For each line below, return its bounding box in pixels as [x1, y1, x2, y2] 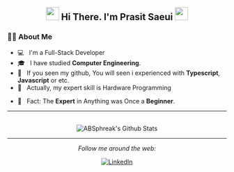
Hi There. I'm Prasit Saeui [61, 11, 173, 23]
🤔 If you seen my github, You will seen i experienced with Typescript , [17, 69, 221, 77]
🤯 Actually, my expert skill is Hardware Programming [17, 83, 172, 92]
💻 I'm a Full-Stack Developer [17, 48, 105, 56]
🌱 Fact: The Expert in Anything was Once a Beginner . [17, 96, 175, 105]
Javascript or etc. [17, 76, 70, 84]
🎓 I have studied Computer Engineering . [17, 58, 141, 67]
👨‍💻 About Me [7, 32, 52, 42]
